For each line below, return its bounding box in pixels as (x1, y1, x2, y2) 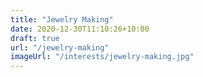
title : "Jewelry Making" (10, 14, 114, 25)
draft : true (10, 33, 60, 43)
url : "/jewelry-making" (10, 42, 110, 53)
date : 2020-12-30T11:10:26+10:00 (10, 24, 150, 34)
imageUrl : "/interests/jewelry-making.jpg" (10, 52, 195, 62)
